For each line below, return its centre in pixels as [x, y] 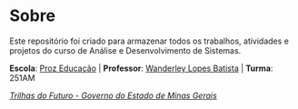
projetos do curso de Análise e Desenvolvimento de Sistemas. [125, 50]
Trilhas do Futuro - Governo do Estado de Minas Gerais [114, 95]
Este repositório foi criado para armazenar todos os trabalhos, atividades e [149, 41]
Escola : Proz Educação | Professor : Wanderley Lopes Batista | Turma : [141, 68]
